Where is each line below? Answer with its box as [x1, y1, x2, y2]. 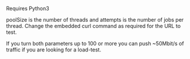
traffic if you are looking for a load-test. [6, 46, 102, 53]
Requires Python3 [6, 5, 49, 12]
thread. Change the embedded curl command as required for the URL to [6, 23, 181, 29]
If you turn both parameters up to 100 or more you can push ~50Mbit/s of [6, 40, 184, 47]
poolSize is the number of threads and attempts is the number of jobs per [6, 16, 184, 23]
